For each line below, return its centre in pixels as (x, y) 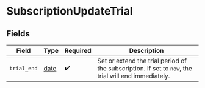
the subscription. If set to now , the (145, 68)
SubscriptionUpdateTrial (70, 11)
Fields (18, 34)
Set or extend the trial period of (142, 61)
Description (146, 51)
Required (78, 51)
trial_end (23, 68)
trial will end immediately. (134, 76)
